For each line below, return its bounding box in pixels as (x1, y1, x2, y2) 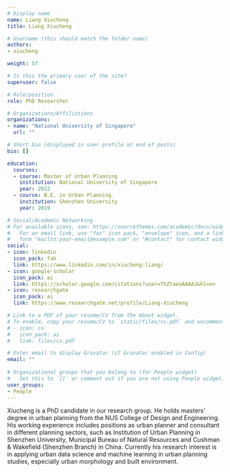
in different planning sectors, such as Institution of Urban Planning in (7, 428, 201, 436)
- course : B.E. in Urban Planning (13, 192, 112, 199)
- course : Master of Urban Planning (13, 172, 118, 180)
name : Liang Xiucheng (7, 16, 69, 23)
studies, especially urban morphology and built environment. (7, 458, 179, 466)
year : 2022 (19, 185, 51, 192)
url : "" (13, 129, 36, 136)
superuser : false (7, 79, 57, 86)
